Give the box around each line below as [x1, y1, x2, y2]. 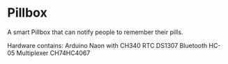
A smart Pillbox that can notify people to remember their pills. [7, 28, 183, 36]
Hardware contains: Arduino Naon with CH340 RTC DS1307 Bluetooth [7, 41, 208, 49]
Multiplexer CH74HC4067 [16, 49, 91, 57]
